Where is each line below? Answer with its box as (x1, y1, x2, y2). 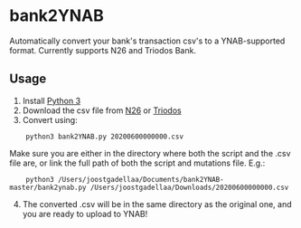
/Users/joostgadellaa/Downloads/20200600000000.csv (89, 183, 289, 192)
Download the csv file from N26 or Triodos (22, 105, 183, 116)
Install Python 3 (22, 95, 81, 106)
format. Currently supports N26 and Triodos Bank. (9, 44, 197, 55)
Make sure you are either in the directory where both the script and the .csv (9, 147, 291, 158)
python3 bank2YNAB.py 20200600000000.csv (25, 132, 183, 141)
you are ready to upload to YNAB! (22, 208, 148, 219)
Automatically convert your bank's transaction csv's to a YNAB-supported (9, 35, 286, 46)
